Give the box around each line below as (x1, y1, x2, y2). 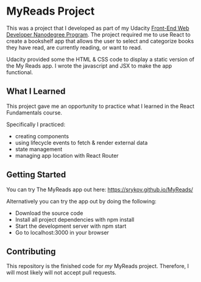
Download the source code (15, 209, 83, 217)
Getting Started (6, 169, 66, 180)
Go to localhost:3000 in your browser (15, 228, 110, 236)
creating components (15, 132, 69, 139)
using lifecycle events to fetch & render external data (15, 139, 148, 146)
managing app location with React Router (15, 152, 119, 159)
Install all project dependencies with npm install (15, 216, 135, 223)
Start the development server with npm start (15, 222, 127, 230)
